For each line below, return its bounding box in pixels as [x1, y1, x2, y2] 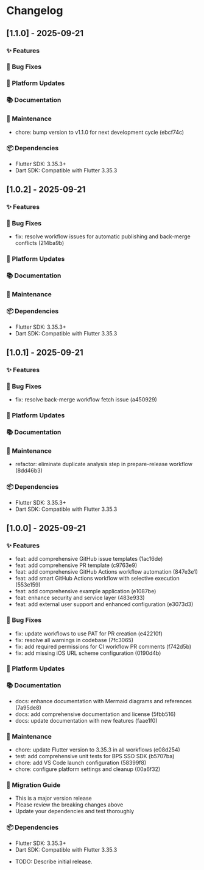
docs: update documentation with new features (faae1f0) [15, 717, 158, 724]
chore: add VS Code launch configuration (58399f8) [15, 759, 147, 767]
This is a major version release [15, 795, 93, 802]
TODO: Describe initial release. [15, 858, 93, 865]
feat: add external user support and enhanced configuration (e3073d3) [15, 601, 194, 608]
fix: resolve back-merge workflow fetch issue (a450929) [15, 396, 157, 403]
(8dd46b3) [15, 467, 43, 474]
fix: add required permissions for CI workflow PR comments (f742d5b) [15, 643, 192, 650]
